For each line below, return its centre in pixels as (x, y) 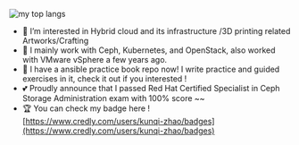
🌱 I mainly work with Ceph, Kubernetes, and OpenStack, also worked (149, 50)
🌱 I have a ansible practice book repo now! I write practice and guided (151, 69)
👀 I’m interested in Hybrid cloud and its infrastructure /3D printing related (156, 31)
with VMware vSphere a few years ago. (95, 60)
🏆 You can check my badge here (83, 108)
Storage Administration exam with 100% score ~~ (113, 98)
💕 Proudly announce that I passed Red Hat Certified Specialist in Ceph (151, 88)
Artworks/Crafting (55, 41)
